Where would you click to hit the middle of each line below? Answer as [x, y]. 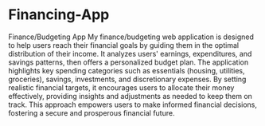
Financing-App [59, 15]
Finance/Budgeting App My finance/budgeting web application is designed [131, 37]
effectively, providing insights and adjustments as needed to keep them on [131, 96]
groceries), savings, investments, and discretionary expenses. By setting [127, 79]
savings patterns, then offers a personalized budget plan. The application [129, 62]
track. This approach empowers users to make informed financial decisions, [132, 104]
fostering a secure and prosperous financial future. [92, 112]
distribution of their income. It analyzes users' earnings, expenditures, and [130, 53]
